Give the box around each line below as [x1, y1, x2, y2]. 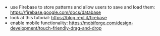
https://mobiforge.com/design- [69, 20, 134, 26]
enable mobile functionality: [10, 20, 68, 26]
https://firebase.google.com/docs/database [10, 9, 101, 15]
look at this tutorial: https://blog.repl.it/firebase [10, 15, 107, 20]
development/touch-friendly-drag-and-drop [10, 25, 102, 31]
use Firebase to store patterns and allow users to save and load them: [10, 4, 155, 10]
